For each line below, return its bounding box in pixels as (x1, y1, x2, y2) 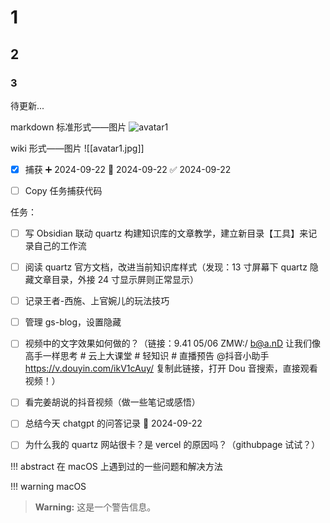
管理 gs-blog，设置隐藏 (24, 316, 122, 328)
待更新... (10, 99, 45, 111)
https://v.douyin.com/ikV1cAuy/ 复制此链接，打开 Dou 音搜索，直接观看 (24, 362, 318, 375)
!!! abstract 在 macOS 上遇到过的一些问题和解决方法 (10, 460, 223, 472)
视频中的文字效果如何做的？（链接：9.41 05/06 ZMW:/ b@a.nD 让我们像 (24, 337, 322, 350)
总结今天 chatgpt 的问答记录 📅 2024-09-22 (24, 417, 203, 430)
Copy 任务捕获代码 (24, 184, 103, 196)
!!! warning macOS (10, 480, 87, 492)
